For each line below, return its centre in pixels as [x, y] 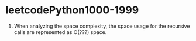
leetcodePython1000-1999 [72, 10]
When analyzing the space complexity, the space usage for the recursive [102, 26]
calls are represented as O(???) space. [60, 32]
